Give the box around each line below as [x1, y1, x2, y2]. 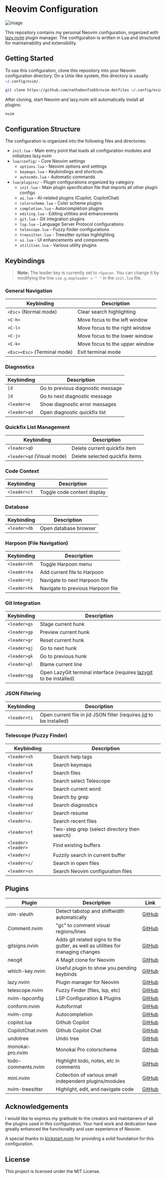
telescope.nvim [7, 987, 43, 993]
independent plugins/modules [56, 1078, 125, 1085]
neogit [7, 956, 23, 963]
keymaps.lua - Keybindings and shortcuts [19, 169, 103, 175]
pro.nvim [7, 1049, 28, 1056]
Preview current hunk [40, 629, 90, 636]
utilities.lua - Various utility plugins [19, 242, 97, 248]
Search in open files [52, 859, 99, 866]
